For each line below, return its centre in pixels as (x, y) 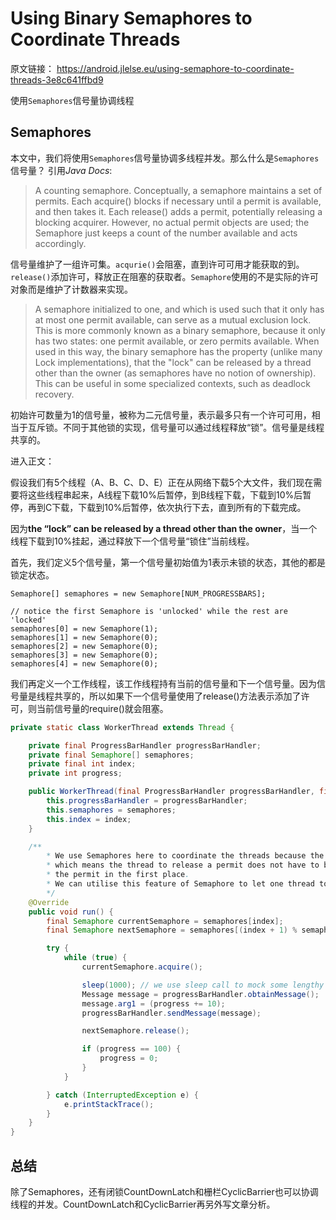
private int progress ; (75, 773)
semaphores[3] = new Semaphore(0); (84, 655)
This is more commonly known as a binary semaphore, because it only (180, 330)
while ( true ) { (95, 958)
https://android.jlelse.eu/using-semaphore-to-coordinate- (175, 68)
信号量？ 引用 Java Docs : (61, 170)
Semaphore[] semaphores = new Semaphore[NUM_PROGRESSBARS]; (138, 593)
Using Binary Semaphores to (131, 18)
